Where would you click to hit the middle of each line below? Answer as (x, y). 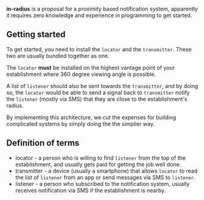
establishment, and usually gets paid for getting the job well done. (98, 164)
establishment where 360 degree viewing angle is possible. (81, 74)
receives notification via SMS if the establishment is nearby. (90, 190)
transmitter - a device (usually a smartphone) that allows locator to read (106, 171)
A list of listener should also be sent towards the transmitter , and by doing (102, 86)
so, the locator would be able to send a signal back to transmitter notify (98, 92)
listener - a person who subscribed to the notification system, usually (102, 183)
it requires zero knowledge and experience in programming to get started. (99, 15)
